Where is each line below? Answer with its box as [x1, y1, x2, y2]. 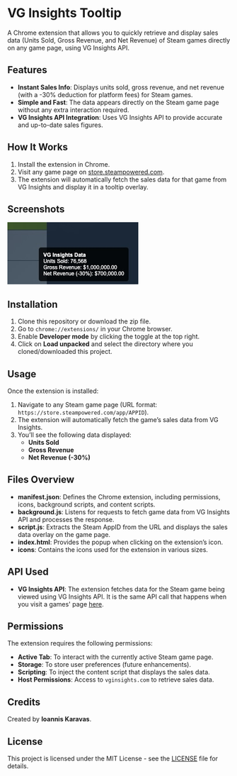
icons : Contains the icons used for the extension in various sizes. [17, 545, 209, 554]
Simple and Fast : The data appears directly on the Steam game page [17, 98, 219, 106]
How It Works [7, 141, 69, 153]
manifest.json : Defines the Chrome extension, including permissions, [17, 492, 221, 501]
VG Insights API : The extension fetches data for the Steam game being [17, 584, 225, 593]
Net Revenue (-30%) [28, 453, 91, 462]
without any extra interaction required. [17, 105, 129, 114]
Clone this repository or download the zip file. [17, 317, 151, 326]
